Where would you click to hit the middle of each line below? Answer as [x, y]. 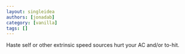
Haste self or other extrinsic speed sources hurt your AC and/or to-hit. [93, 45]
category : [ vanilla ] [32, 23]
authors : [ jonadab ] [31, 17]
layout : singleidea [31, 12]
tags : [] [17, 28]
